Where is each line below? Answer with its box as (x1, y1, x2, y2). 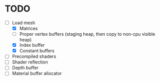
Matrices (19, 26, 38, 31)
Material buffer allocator (12, 70, 62, 76)
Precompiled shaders (12, 53, 56, 59)
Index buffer (19, 42, 45, 48)
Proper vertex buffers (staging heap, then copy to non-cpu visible (19, 31, 155, 37)
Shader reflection (12, 59, 48, 65)
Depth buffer (12, 65, 39, 71)
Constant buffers (19, 48, 55, 54)
